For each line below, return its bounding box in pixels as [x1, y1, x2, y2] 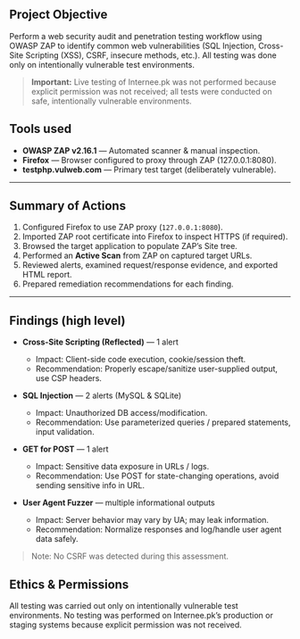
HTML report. [21, 270, 73, 280]
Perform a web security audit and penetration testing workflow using [9, 30, 262, 41]
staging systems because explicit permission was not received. [9, 619, 243, 630]
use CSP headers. [35, 373, 103, 384]
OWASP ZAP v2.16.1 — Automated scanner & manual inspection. [21, 145, 261, 155]
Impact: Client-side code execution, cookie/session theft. [35, 354, 246, 365]
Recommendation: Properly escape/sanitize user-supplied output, [35, 363, 279, 374]
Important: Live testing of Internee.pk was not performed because [30, 76, 277, 87]
